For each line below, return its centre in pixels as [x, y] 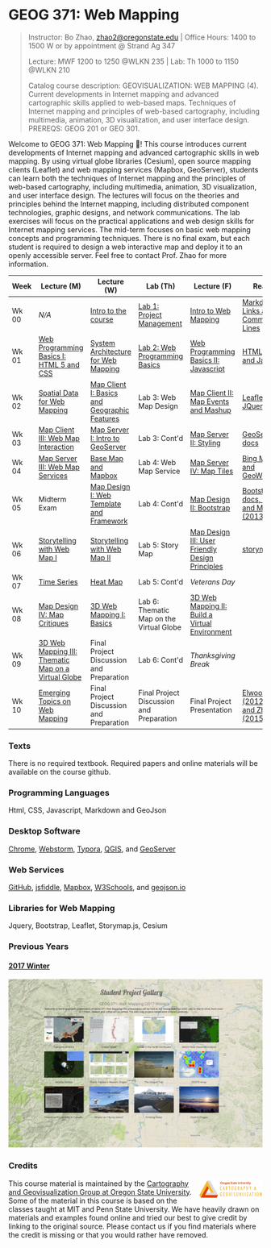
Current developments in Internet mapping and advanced [123, 94]
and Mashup [211, 410]
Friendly [204, 549]
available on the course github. [60, 772]
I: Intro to [105, 439]
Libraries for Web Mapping [62, 908]
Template [106, 503]
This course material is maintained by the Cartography [99, 1184]
